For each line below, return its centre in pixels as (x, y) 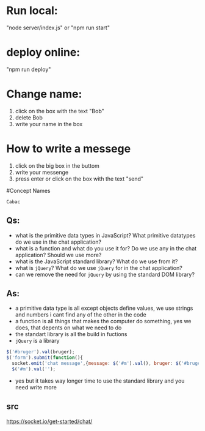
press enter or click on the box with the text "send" (79, 179)
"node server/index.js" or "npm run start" (58, 28)
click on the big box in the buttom (57, 165)
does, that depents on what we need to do (68, 328)
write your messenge (42, 172)
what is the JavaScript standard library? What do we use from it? (96, 261)
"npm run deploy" (29, 69)
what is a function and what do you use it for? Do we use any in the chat (106, 248)
